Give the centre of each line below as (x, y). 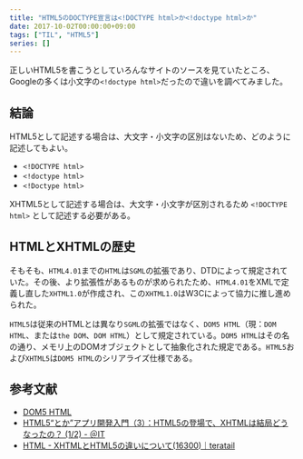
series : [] (30, 43)
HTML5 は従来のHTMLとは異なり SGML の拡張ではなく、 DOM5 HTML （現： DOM (143, 324)
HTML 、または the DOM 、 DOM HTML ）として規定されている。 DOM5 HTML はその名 (150, 335)
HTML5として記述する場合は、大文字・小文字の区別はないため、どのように (150, 136)
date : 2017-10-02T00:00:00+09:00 (73, 26)
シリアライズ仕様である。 (150, 358)
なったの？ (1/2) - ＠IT (64, 434)
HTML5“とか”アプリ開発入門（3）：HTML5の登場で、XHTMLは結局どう (155, 423)
